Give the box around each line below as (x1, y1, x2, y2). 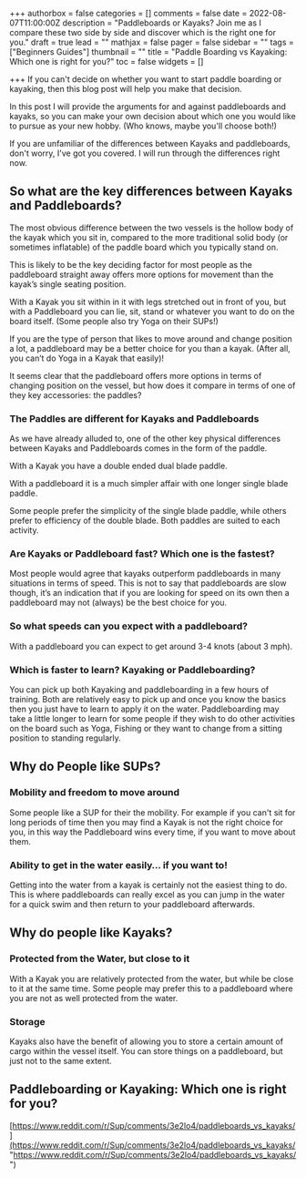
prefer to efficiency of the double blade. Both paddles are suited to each (9, 515, 280, 527)
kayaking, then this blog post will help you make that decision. (9, 84, 243, 94)
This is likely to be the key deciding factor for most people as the (9, 259, 252, 270)
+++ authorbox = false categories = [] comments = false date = (9, 8, 248, 18)
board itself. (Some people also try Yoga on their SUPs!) (9, 315, 219, 326)
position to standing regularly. (9, 732, 121, 743)
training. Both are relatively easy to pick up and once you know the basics (9, 694, 287, 704)
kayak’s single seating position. (9, 278, 127, 290)
